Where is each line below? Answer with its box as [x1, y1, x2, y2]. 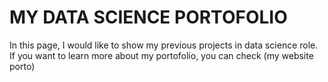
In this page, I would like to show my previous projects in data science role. [9, 39, 319, 51]
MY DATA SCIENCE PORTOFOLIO [9, 6, 288, 29]
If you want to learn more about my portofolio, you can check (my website [9, 49, 314, 61]
